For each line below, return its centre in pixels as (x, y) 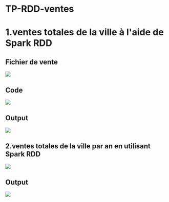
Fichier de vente (31, 62)
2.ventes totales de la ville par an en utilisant (78, 146)
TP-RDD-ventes (40, 9)
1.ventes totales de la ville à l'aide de (84, 32)
